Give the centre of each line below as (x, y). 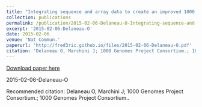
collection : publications (38, 17)
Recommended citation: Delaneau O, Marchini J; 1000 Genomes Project (95, 91)
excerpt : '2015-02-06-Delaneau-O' (50, 29)
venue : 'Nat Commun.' (33, 40)
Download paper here (33, 68)
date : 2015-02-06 (28, 34)
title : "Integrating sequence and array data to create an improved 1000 (101, 12)
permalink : (20, 23)
